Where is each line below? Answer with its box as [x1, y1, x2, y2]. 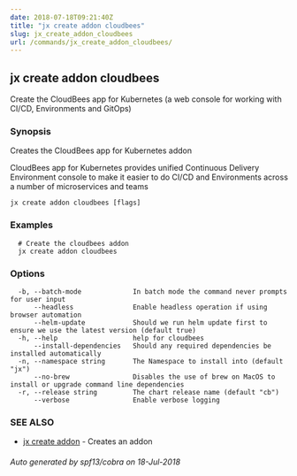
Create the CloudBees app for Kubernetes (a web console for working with [10, 94, 282, 104]
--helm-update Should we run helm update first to [33, 318, 268, 327]
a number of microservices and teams [10, 181, 148, 192]
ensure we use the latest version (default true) [10, 326, 197, 334]
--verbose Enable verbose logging [33, 395, 220, 404]
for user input [10, 295, 66, 303]
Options [10, 267, 45, 280]
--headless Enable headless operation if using [33, 303, 268, 311]
